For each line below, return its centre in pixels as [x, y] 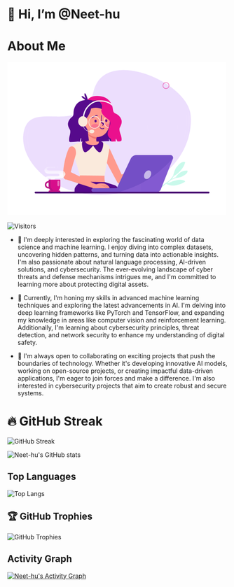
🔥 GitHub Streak [55, 422]
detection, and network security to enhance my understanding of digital [121, 335]
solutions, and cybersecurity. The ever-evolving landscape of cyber [115, 269]
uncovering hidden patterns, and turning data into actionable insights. [118, 255]
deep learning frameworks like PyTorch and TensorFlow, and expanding [121, 313]
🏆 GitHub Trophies [50, 517]
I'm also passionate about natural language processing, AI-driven [112, 262]
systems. [30, 393]
